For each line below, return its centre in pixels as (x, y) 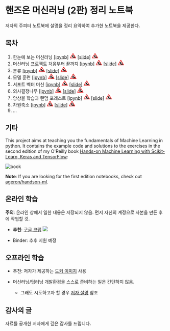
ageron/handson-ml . (27, 182)
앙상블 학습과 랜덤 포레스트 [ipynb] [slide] (58, 98)
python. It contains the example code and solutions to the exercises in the (83, 146)
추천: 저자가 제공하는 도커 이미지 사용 (50, 271)
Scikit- (158, 151)
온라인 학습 (22, 199)
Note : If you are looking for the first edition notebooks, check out (74, 176)
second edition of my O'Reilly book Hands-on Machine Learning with (78, 151)
